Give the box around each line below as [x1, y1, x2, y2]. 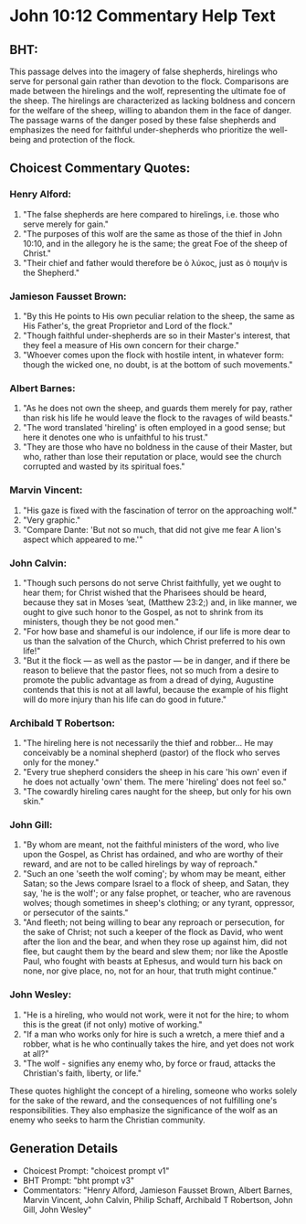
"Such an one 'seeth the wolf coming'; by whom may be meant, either [22, 868, 286, 879]
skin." [22, 796, 44, 807]
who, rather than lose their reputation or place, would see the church [22, 452, 282, 463]
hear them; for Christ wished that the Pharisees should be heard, [22, 587, 267, 598]
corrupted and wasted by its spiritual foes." [22, 461, 185, 472]
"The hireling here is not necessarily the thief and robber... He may [22, 738, 274, 749]
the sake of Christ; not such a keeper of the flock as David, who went [22, 927, 284, 938]
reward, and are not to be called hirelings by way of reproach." [22, 858, 259, 869]
